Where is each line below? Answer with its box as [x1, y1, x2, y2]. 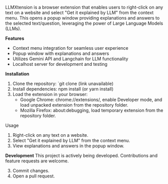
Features [5, 35, 24, 41]
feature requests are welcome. [5, 158, 69, 164]
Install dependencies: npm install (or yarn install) [12, 86, 114, 92]
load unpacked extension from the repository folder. [20, 102, 129, 108]
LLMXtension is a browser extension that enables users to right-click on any [5, 5, 163, 10]
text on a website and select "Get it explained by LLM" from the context [5, 10, 154, 16]
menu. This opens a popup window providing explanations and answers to [5, 15, 160, 21]
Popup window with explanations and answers [12, 50, 109, 56]
